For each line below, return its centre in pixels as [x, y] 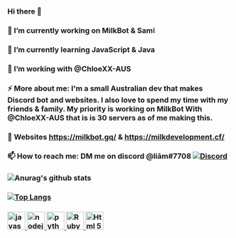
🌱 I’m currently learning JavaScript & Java [81, 49]
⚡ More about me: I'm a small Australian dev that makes [105, 88]
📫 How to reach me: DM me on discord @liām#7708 [100, 156]
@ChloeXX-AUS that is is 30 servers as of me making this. [110, 118]
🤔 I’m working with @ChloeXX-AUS [69, 68]
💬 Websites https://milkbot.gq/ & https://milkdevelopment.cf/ [116, 137]
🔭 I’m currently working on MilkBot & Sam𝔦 [81, 30]
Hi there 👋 [25, 11]
